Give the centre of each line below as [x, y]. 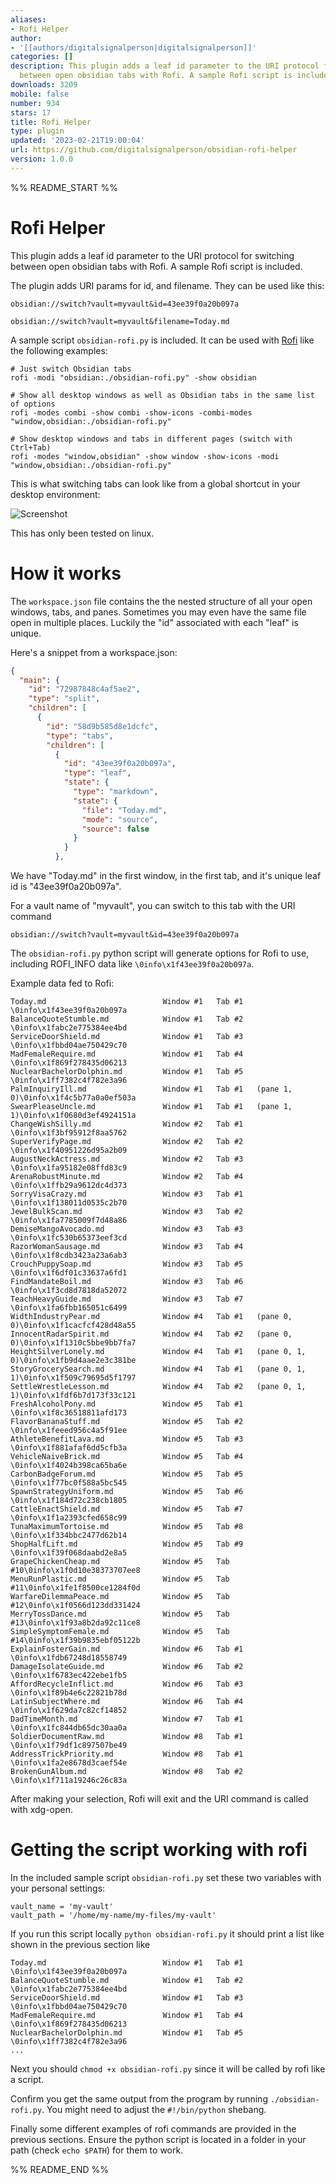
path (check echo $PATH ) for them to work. [97, 2150]
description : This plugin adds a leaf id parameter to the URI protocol [165, 66]
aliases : [28, 19]
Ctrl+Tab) [31, 447]
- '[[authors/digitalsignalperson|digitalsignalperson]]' [133, 47]
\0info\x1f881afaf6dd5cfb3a [69, 1448]
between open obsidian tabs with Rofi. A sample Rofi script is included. [156, 266]
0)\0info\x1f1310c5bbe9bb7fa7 [73, 1343]
